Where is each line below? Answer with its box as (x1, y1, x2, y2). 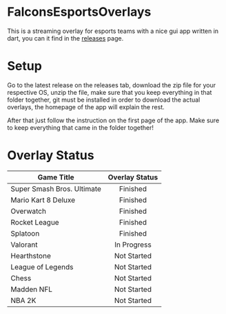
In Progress (114, 240, 152, 249)
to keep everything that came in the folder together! (7, 123, 154, 131)
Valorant (10, 240, 38, 249)
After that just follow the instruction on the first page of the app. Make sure (7, 116, 220, 124)
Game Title (37, 172, 74, 182)
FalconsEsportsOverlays (7, 4, 152, 20)
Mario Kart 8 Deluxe (10, 195, 76, 205)
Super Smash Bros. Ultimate (10, 183, 102, 193)
